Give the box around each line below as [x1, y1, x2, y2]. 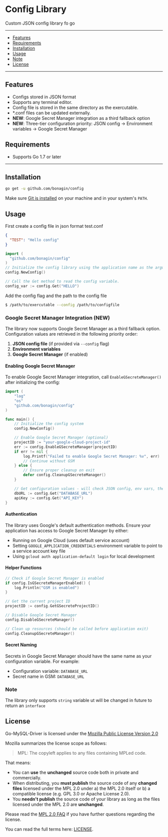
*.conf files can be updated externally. [12, 109, 91, 116]
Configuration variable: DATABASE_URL [12, 668, 88, 674]
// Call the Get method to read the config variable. [5, 279, 120, 284]
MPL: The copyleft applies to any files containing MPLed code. [17, 750, 146, 756]
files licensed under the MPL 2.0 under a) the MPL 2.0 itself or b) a [12, 785, 150, 791]
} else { [14, 463, 32, 468]
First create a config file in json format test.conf [5, 223, 103, 229]
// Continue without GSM [23, 458, 75, 464]
